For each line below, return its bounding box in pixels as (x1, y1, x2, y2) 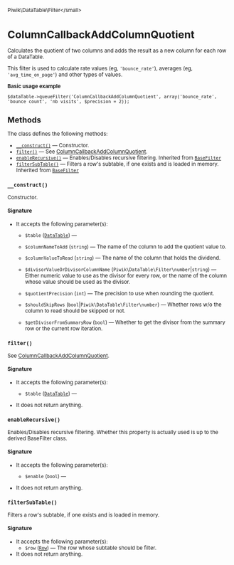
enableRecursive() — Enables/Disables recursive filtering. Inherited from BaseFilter (16, 154, 222, 162)
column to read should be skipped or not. (24, 307, 126, 315)
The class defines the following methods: (7, 130, 108, 138)
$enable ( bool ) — (24, 473, 66, 480)
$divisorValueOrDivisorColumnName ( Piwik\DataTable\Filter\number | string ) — (24, 266, 217, 273)
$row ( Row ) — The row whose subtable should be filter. (24, 544, 156, 551)
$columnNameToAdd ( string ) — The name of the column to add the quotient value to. (24, 243, 227, 250)
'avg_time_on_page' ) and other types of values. (7, 71, 123, 78)
